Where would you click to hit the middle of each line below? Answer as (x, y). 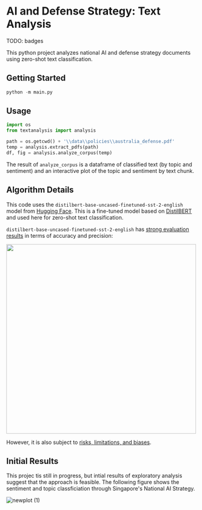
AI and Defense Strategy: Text (83, 11)
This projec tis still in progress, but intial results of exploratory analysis (94, 476)
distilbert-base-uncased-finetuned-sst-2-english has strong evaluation (98, 229)
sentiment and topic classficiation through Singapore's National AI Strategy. (101, 489)
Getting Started (36, 78)
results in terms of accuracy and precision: (60, 235)
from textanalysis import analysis (51, 131)
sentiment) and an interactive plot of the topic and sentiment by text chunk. (100, 170)
